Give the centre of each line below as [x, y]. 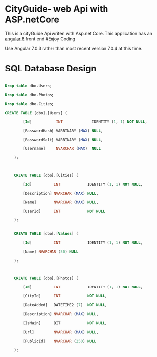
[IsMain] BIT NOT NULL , [65, 323]
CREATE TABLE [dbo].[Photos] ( [46, 278]
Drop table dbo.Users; [28, 86]
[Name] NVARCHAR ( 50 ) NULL [51, 252]
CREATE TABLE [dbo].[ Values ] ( [46, 234]
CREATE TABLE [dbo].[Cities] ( [46, 175]
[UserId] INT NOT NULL [64, 211]
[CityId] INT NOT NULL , [65, 296]
